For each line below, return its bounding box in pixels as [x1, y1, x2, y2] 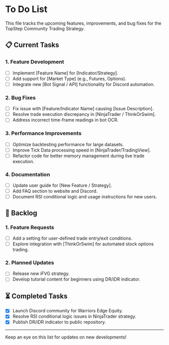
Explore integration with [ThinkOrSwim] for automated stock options [12, 241, 154, 247]
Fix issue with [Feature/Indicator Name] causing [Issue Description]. [12, 106, 154, 112]
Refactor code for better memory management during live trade [12, 153, 145, 159]
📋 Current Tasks [5, 41, 59, 49]
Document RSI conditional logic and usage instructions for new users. [12, 194, 157, 200]
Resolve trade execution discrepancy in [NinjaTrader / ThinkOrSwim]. [12, 111, 156, 117]
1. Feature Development [5, 58, 64, 65]
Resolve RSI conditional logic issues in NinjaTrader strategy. [12, 313, 137, 319]
